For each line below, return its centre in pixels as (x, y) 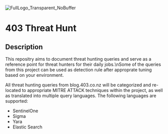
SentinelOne (25, 111)
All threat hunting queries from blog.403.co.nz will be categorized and (78, 85)
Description (24, 47)
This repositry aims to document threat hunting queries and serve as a (78, 59)
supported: (17, 101)
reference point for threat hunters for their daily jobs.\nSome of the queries (83, 64)
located (13, 90)
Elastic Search (27, 127)
